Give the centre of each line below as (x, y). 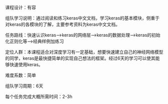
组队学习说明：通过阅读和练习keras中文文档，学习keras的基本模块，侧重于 (82, 18)
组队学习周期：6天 (24, 86)
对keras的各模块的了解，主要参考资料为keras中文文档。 (63, 24)
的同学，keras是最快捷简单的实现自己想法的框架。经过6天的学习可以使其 (80, 58)
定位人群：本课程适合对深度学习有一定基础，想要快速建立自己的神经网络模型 (84, 52)
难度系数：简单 (21, 75)
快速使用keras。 (26, 65)
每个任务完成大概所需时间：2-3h (39, 96)
